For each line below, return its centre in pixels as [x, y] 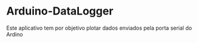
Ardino [15, 34]
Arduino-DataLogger [60, 11]
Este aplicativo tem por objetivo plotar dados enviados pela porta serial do [99, 28]
